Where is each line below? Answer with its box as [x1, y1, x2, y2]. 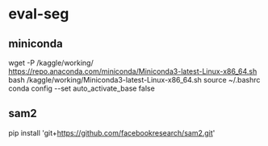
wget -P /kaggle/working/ [8, 58, 94, 67]
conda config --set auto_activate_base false [8, 83, 155, 93]
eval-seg [8, 5, 69, 23]
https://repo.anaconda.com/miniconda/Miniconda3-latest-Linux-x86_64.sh [8, 67, 258, 76]
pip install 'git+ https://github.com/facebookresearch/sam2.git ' [8, 128, 216, 137]
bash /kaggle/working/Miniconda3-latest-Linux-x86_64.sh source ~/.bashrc [8, 75, 261, 84]
